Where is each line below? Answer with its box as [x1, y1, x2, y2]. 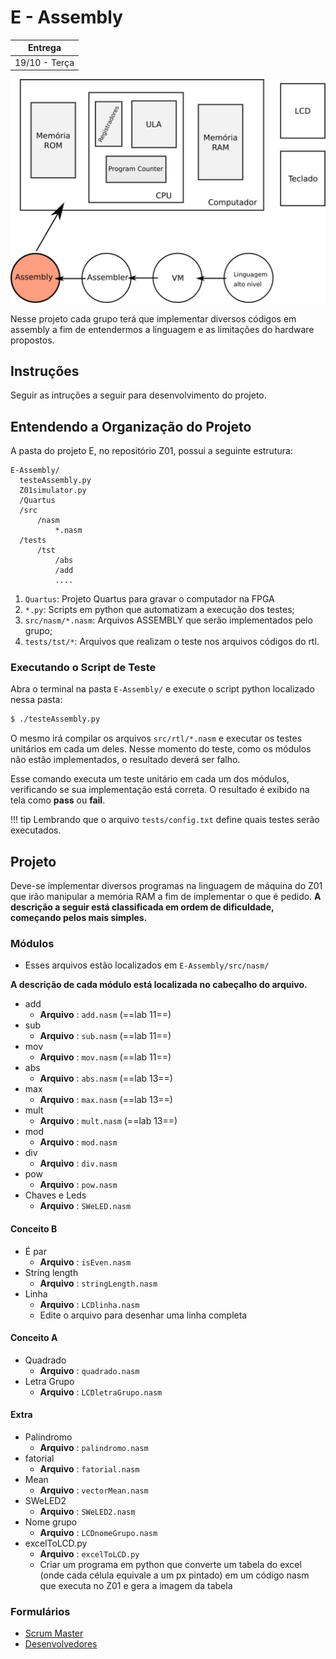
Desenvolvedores [24, 1638, 98, 1650]
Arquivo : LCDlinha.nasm [39, 1298, 140, 1310]
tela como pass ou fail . [10, 794, 106, 806]
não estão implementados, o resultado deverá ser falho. [10, 754, 241, 766]
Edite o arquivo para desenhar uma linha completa [39, 1309, 248, 1321]
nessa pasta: [10, 694, 63, 706]
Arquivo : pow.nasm [39, 1179, 118, 1191]
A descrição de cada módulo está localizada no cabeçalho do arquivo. [10, 979, 308, 991]
